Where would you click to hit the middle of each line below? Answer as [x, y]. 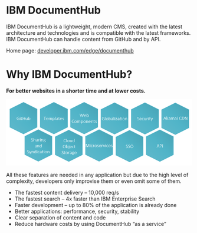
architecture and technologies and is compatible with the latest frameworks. [98, 32]
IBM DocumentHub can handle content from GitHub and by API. [83, 39]
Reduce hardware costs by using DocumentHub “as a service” [91, 224]
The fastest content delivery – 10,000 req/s [67, 193]
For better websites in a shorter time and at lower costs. [76, 91]
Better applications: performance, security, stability [77, 211]
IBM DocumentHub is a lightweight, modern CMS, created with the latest [94, 27]
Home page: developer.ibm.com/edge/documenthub [70, 50]
